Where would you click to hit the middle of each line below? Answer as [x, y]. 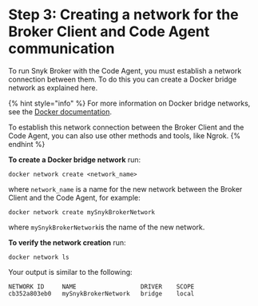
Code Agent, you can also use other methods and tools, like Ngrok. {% [125, 135]
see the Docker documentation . [60, 111]
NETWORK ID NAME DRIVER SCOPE [101, 286]
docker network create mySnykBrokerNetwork [82, 212]
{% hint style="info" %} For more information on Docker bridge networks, [129, 103]
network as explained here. [53, 87]
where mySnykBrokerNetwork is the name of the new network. [107, 227]
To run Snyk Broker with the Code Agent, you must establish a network [125, 70]
